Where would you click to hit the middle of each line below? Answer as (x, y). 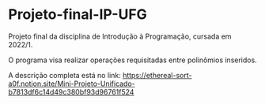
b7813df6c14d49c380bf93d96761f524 (71, 91)
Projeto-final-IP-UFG (78, 15)
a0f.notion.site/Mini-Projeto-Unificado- (72, 84)
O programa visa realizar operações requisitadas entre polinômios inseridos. (132, 60)
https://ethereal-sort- (157, 75)
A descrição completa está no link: (64, 75)
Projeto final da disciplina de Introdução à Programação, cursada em (120, 36)
